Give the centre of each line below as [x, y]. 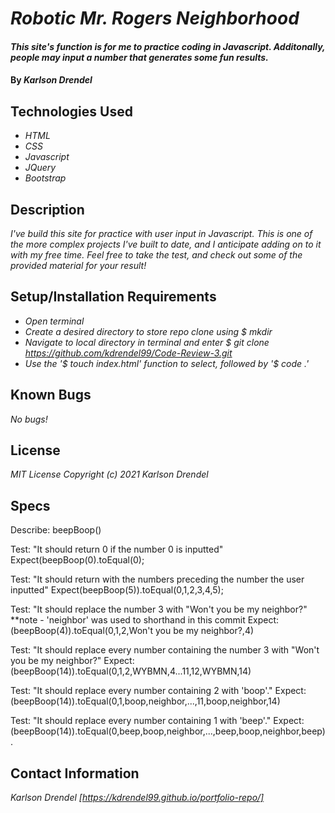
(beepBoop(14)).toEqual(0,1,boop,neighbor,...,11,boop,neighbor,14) [145, 701]
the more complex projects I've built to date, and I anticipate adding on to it [166, 244]
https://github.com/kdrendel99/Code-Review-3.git [128, 353]
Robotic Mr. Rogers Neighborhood [155, 18]
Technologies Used [71, 111]
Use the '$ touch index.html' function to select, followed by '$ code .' [167, 363]
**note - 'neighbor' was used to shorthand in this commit [128, 620]
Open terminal [54, 321]
